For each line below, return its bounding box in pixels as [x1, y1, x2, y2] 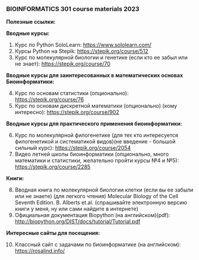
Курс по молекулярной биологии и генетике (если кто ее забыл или [14, 54, 188, 61]
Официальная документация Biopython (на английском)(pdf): [14, 212, 170, 219]
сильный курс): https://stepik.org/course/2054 [14, 145, 131, 152]
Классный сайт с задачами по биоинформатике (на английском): [14, 241, 181, 248]
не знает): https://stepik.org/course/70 [14, 60, 111, 67]
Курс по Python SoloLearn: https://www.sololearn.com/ [14, 41, 151, 49]
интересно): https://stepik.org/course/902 [14, 109, 119, 116]
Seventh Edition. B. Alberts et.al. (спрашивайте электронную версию [14, 199, 187, 206]
